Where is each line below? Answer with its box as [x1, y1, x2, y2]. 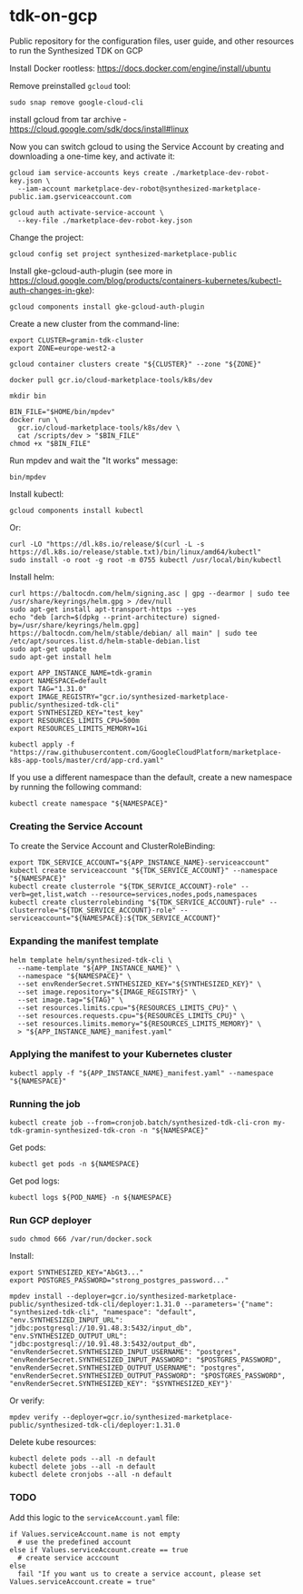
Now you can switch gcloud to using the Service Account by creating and [9, 141, 285, 152]
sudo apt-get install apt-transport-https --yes [9, 605, 197, 614]
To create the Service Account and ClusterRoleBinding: [9, 841, 216, 852]
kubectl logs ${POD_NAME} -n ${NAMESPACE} [9, 1193, 172, 1203]
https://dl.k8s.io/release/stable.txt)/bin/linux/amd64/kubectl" [9, 547, 261, 557]
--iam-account [17, 183, 71, 193]
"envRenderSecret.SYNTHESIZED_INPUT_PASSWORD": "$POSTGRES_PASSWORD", [9, 1355, 282, 1365]
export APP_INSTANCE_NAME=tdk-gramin [9, 668, 152, 678]
